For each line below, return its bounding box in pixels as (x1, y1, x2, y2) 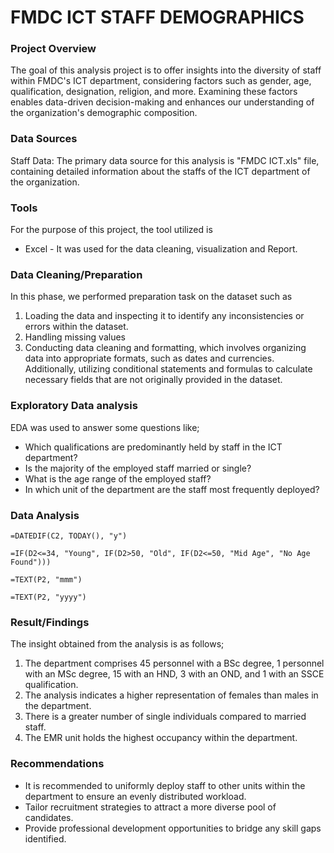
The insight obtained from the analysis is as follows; (10, 638, 225, 650)
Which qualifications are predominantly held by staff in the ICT (24, 441, 283, 453)
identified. (24, 832, 67, 845)
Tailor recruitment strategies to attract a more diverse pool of (24, 801, 277, 813)
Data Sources (10, 132, 78, 146)
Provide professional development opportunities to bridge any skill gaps (24, 822, 322, 834)
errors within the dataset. (24, 321, 129, 333)
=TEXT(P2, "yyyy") (10, 592, 87, 602)
